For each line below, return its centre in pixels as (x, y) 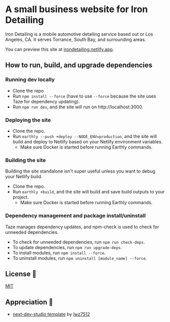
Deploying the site (28, 120)
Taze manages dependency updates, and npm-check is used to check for (82, 227)
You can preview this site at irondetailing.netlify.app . (60, 49)
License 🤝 (21, 274)
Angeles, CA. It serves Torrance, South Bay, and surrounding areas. (76, 39)
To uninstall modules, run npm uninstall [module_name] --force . (80, 258)
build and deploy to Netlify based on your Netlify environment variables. (88, 142)
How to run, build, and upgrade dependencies (79, 65)
